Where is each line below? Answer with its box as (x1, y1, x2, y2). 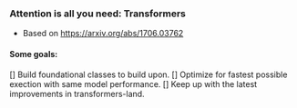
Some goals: (9, 48, 58, 59)
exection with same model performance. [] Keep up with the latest (9, 78, 258, 89)
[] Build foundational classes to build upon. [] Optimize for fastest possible (9, 69, 288, 80)
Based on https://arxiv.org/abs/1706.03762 (22, 28, 184, 39)
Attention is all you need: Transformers (9, 7, 187, 20)
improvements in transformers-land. (9, 88, 145, 99)
